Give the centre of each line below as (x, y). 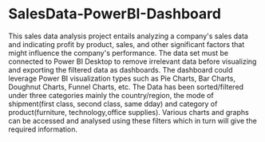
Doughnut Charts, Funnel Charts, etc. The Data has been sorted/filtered (126, 87)
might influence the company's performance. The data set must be (119, 53)
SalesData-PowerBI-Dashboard (115, 14)
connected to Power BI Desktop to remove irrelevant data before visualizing (132, 61)
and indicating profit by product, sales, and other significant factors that (127, 44)
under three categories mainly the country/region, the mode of (111, 95)
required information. (43, 129)
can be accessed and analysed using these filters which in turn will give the (132, 120)
